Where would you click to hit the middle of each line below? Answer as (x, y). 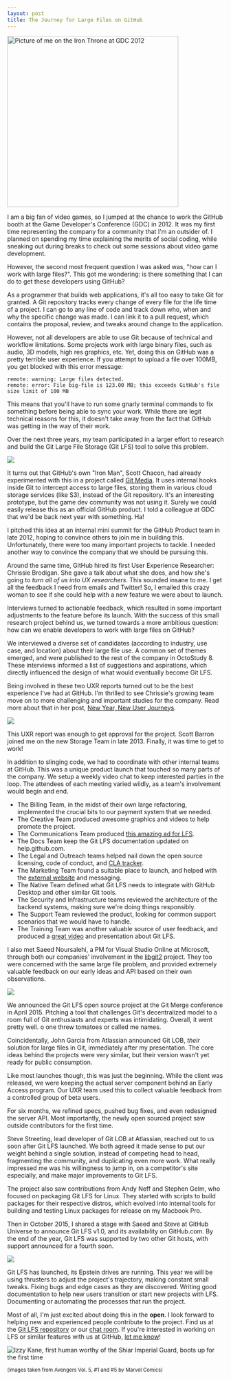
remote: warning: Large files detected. (66, 379)
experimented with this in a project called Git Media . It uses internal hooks (112, 480)
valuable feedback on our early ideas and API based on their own (100, 971)
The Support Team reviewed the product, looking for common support (117, 914)
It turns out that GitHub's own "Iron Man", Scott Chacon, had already (104, 473)
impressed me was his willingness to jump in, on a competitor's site (102, 1168)
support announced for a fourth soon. (60, 1246)
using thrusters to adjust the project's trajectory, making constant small (108, 1279)
